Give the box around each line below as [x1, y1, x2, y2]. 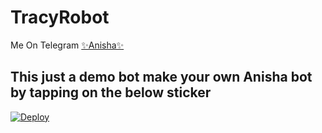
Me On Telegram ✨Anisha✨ [10, 39, 125, 51]
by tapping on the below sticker [10, 84, 212, 101]
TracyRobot [10, 6, 110, 29]
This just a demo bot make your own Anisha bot [10, 69, 313, 86]
